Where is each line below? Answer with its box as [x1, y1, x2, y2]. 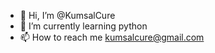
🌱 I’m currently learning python [19, 20, 148, 32]
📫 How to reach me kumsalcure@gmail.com [19, 31, 205, 43]
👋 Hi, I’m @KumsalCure [19, 10, 116, 21]
